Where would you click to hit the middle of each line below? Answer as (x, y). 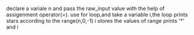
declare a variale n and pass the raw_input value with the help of (86, 8)
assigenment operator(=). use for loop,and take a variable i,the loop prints (97, 15)
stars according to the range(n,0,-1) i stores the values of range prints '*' (96, 21)
